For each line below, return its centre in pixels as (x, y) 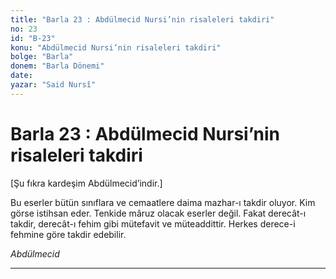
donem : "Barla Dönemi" (57, 66)
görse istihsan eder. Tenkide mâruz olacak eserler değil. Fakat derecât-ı (158, 213)
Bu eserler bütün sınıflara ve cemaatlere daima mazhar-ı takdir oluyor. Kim (163, 202)
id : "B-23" (33, 38)
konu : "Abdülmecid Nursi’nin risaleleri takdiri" (116, 47)
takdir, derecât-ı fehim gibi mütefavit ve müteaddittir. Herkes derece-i (153, 223)
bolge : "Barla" (42, 57)
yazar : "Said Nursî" (53, 85)
